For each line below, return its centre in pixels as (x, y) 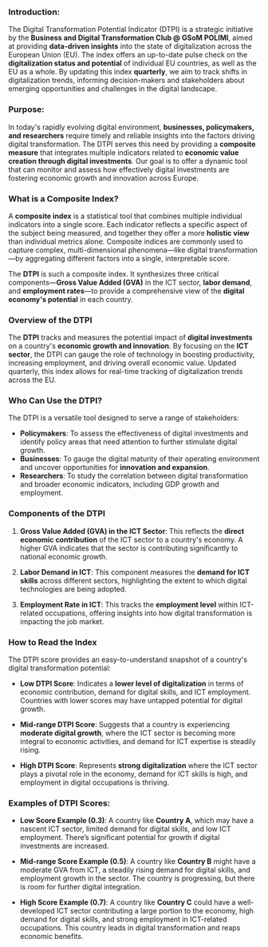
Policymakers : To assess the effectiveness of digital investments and (134, 433)
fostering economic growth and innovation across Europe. (104, 177)
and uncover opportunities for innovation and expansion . (114, 468)
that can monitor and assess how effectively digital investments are (119, 169)
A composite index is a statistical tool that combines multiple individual (125, 216)
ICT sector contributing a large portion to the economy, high (155, 911)
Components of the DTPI (57, 514)
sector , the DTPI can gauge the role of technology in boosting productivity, (132, 355)
